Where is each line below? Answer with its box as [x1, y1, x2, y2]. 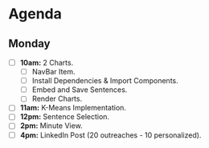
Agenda [8, 5, 62, 23]
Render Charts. [31, 94, 83, 104]
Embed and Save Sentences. [31, 85, 128, 94]
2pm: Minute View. [19, 121, 83, 130]
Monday [8, 37, 51, 50]
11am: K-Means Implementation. [19, 103, 127, 113]
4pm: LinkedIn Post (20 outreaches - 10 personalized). [19, 130, 202, 140]
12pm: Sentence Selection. [19, 112, 110, 122]
